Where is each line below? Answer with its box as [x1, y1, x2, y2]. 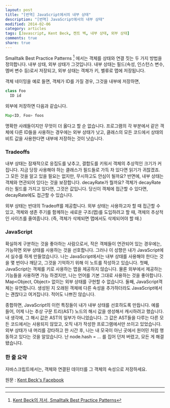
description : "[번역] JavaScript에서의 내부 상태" [5, 17, 105, 22]
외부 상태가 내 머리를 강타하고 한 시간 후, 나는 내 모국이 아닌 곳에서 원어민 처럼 [5, 327, 159, 333]
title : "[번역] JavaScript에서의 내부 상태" [5, 12, 91, 17]
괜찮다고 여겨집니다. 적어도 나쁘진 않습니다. [10, 291, 96, 297]
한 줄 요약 [5, 353, 27, 360]
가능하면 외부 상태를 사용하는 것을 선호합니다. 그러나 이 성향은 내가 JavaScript [5, 247, 160, 253]
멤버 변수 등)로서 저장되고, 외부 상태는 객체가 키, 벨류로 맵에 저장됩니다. [5, 68, 146, 74]
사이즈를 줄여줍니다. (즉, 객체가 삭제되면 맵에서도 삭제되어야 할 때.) [10, 215, 142, 221]
